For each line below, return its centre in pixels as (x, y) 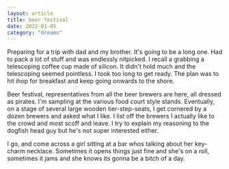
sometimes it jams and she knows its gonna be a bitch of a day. (96, 159)
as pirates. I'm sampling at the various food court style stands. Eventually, (111, 102)
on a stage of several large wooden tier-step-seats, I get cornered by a (107, 109)
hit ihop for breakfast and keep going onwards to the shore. (91, 81)
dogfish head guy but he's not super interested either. (83, 131)
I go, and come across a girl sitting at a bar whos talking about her (100, 144)
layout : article (30, 13)
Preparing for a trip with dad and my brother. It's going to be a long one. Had (115, 52)
